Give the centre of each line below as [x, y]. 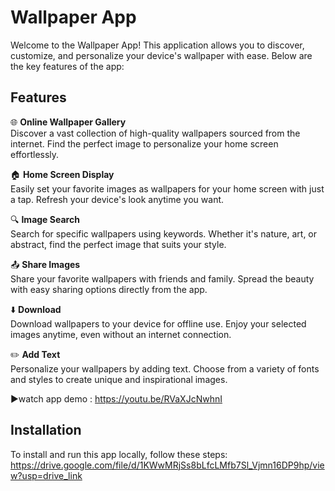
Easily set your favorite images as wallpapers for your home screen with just [167, 188]
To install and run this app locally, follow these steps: [119, 454]
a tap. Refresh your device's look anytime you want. [117, 199]
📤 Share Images [45, 264]
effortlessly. [35, 154]
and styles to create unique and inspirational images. [119, 379]
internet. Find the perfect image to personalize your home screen [144, 143]
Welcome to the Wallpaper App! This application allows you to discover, [157, 45]
